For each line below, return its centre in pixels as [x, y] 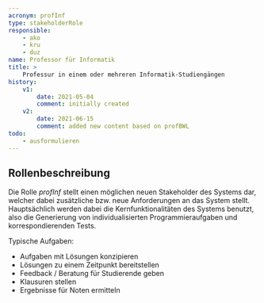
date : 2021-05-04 [65, 97]
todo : [17, 133]
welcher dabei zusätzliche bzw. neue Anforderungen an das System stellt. [129, 201]
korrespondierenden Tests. [52, 226]
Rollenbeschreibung [59, 173]
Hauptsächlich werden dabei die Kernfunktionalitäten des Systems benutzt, [131, 209]
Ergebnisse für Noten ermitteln [70, 290]
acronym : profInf [37, 15]
